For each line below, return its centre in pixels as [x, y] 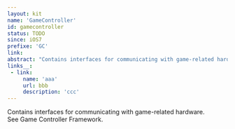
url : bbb [36, 86]
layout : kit [24, 14]
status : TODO [26, 33]
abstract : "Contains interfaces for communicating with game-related [111, 60]
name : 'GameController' [42, 20]
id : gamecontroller [36, 27]
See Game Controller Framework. [55, 119]
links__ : [20, 66]
